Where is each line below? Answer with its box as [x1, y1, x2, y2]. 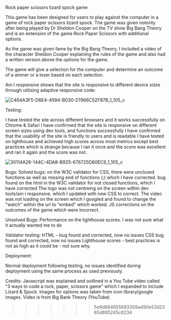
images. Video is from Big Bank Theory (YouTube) [5, 294, 110, 300]
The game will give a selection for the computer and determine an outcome [5, 66, 163, 72]
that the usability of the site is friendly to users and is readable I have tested [5, 133, 164, 139]
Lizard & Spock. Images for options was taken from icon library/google [5, 289, 153, 295]
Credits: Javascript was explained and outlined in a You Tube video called [5, 278, 160, 284]
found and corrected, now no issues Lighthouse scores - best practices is [5, 237, 160, 244]
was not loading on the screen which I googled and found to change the [5, 196, 156, 202]
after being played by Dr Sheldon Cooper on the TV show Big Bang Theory [5, 25, 162, 31]
